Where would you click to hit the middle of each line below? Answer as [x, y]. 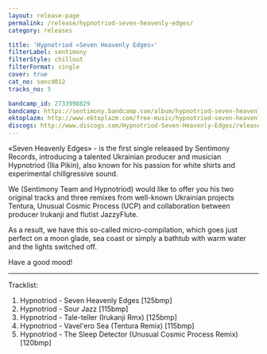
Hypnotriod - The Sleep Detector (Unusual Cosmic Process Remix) [129, 334]
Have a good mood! [41, 262]
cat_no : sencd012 [37, 82]
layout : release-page [44, 16]
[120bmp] [35, 342]
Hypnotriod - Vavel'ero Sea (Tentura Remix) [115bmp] [107, 326]
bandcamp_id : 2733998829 [49, 103]
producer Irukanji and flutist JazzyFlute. [74, 214]
